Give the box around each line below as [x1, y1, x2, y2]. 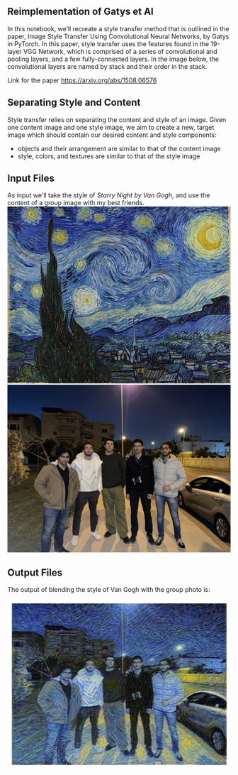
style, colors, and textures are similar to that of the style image [17, 152, 200, 160]
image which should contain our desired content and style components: [7, 131, 217, 139]
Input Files [7, 172, 55, 185]
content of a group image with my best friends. [7, 199, 144, 207]
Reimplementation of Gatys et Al [7, 6, 154, 18]
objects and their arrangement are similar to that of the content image [17, 144, 221, 153]
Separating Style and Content [7, 97, 141, 109]
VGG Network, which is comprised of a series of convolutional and [23, 47, 217, 55]
